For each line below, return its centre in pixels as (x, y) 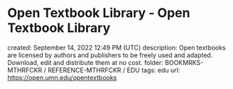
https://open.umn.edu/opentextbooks (62, 77)
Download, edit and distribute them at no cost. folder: (85, 62)
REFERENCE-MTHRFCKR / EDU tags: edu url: (114, 70)
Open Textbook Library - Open (99, 13)
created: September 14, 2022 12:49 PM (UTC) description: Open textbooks (116, 47)
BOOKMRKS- (184, 62)
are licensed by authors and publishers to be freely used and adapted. (110, 55)
